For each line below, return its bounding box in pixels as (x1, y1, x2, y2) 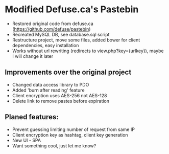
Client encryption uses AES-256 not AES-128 (12, 92, 107, 98)
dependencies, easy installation (12, 42, 79, 48)
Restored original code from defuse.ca (12, 20, 93, 27)
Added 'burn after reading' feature (12, 87, 85, 93)
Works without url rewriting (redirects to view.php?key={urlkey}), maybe (12, 48, 164, 54)
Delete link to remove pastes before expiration (12, 98, 110, 104)
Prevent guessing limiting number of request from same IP (12, 126, 135, 133)
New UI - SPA (12, 137, 41, 143)
